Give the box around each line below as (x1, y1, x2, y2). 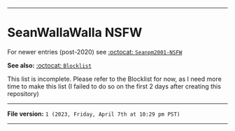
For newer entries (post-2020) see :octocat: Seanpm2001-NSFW (7, 47, 183, 56)
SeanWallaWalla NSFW (7, 25, 143, 40)
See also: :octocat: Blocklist (7, 61, 92, 70)
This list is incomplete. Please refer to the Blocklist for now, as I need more (7, 75, 222, 83)
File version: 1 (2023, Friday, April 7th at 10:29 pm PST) (7, 109, 180, 118)
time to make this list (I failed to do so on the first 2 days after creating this (7, 82, 222, 91)
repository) (7, 89, 40, 98)
